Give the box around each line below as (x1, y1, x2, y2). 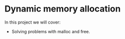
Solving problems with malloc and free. (11, 28, 90, 34)
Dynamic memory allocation (4, 3, 121, 14)
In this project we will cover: (4, 19, 61, 25)
